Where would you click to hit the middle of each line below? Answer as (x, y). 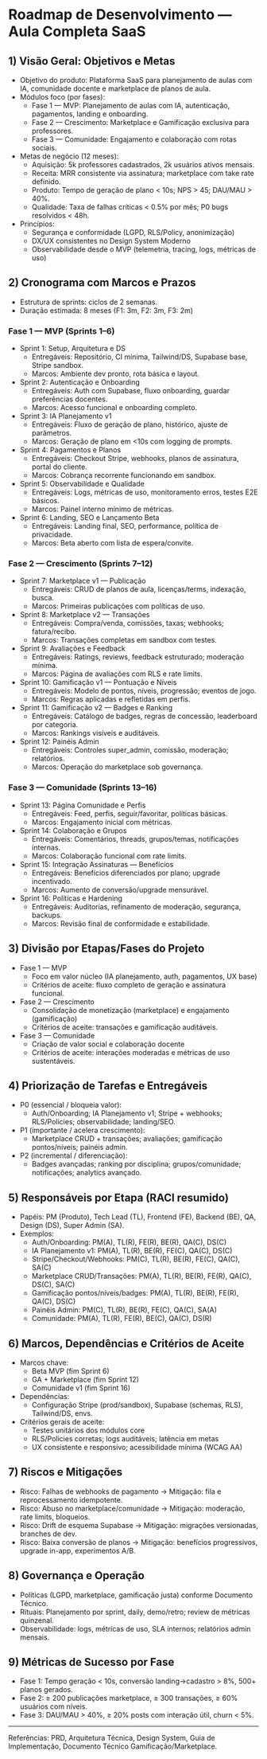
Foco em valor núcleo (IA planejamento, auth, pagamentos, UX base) (144, 976)
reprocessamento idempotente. (71, 1499)
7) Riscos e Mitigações (66, 1472)
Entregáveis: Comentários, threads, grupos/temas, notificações (135, 838)
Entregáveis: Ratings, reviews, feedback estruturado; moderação (138, 657)
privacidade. (52, 534)
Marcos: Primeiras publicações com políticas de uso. (118, 606)
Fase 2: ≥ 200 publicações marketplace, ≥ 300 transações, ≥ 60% (129, 1698)
